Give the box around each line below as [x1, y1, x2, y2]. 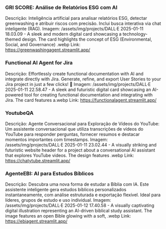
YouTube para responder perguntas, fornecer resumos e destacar [5, 131, 140, 137]
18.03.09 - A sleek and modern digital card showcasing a [5, 31, 122, 37]
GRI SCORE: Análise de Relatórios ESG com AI [5, 4, 118, 11]
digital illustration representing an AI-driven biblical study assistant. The [5, 208, 153, 214]
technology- [122, 31, 148, 37]
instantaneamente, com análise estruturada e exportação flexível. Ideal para [5, 192, 161, 198]
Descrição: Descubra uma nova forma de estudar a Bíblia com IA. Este [5, 181, 149, 187]
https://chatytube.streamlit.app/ [5, 157, 71, 163]
